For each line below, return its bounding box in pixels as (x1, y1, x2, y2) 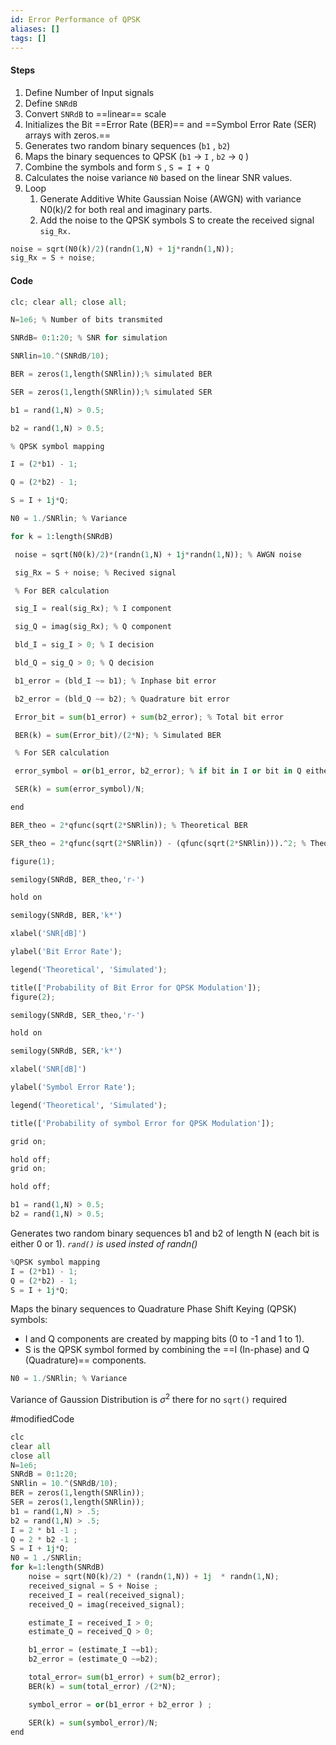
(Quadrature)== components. (24, 1354, 147, 1366)
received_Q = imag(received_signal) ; (28, 1599, 186, 1610)
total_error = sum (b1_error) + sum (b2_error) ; (28, 1672, 222, 1683)
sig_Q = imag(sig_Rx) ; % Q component (14, 622, 172, 632)
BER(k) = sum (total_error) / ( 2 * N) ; (28, 1681, 177, 1691)
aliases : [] (10, 24, 60, 34)
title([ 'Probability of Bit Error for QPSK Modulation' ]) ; (10, 982, 262, 993)
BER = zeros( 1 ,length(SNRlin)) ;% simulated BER (10, 369, 213, 380)
